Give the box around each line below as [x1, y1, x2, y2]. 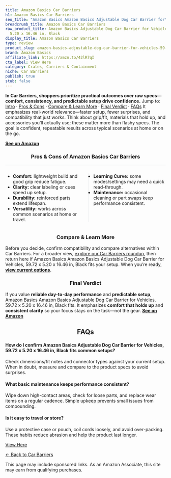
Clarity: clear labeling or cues [12, 184, 75, 190]
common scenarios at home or [12, 211, 77, 217]
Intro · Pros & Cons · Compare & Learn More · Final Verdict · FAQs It [5, 103, 146, 110]
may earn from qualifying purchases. [5, 467, 83, 473]
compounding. [5, 403, 36, 409]
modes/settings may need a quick [93, 179, 164, 185]
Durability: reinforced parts [12, 195, 71, 201]
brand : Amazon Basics [5, 50, 51, 55]
